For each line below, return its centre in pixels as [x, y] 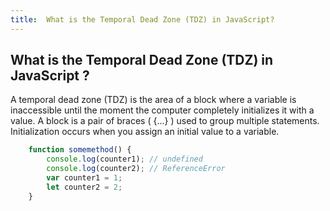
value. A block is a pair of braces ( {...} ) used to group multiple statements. [165, 121]
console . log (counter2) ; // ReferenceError [136, 169]
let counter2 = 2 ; [84, 187]
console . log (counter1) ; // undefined [124, 159]
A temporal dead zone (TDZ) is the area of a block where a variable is [153, 100]
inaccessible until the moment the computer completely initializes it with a [162, 110]
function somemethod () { [80, 150]
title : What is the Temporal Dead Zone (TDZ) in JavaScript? [142, 19]
